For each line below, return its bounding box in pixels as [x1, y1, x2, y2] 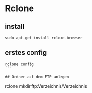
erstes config [5, 48, 47, 57]
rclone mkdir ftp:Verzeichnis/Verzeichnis [5, 83, 87, 89]
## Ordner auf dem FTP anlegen [5, 74, 69, 79]
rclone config [5, 62, 34, 67]
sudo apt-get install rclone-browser [5, 35, 83, 40]
